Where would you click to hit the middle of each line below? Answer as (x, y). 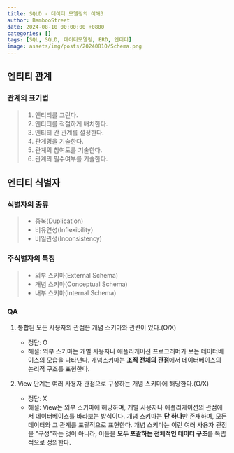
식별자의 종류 (28, 204)
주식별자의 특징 (31, 259)
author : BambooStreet (39, 20)
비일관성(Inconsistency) (68, 238)
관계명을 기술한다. (59, 141)
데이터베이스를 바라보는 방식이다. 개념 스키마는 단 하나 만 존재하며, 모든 (131, 416)
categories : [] (29, 33)
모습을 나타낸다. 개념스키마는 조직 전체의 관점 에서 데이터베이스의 (134, 360)
